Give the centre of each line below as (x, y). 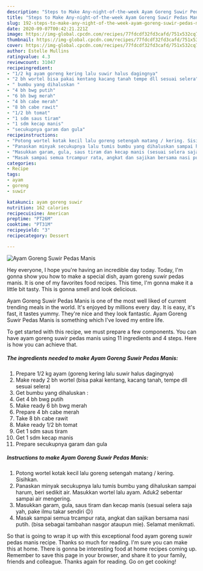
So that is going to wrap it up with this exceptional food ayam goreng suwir (100, 536)
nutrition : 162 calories (38, 208)
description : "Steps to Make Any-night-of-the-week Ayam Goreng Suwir (97, 12)
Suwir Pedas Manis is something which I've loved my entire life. (86, 320)
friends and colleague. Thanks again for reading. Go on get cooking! (92, 561)
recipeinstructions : (33, 135)
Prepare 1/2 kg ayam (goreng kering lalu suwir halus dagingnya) (95, 373)
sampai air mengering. (43, 499)
